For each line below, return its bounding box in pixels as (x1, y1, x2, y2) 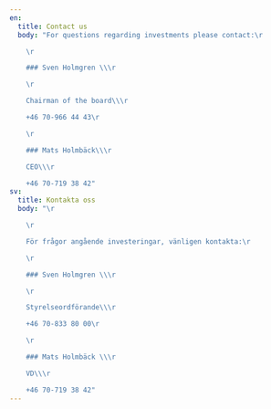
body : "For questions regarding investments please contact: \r (17, 30, 263, 39)
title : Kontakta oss (17, 195, 96, 205)
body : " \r (17, 204, 55, 214)
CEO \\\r (26, 162, 55, 172)
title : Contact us (17, 22, 89, 31)
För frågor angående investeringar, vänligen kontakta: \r (26, 236, 251, 246)
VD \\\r (26, 369, 51, 378)
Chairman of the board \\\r (26, 97, 129, 106)
